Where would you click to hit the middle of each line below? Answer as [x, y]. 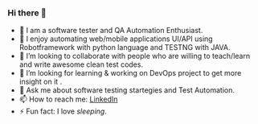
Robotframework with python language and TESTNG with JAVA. [125, 48]
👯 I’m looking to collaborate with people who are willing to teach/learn [135, 56]
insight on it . [41, 82]
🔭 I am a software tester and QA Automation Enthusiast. [111, 31]
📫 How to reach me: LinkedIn [68, 99]
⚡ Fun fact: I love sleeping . [63, 111]
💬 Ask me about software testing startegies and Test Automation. [127, 90]
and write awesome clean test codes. [81, 64]
